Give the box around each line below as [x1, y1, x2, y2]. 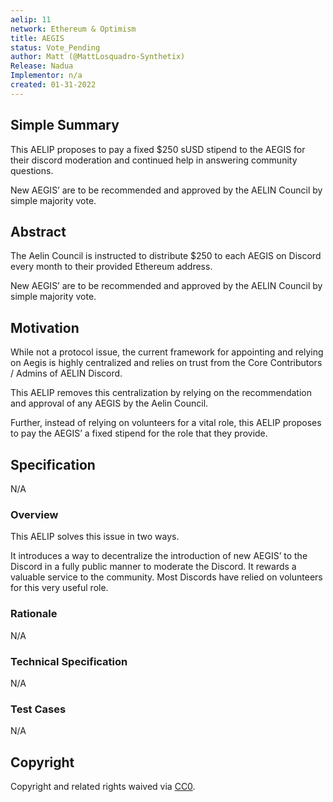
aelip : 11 [10, 14, 52, 25]
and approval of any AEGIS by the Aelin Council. [10, 397, 209, 410]
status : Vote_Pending [10, 42, 101, 53]
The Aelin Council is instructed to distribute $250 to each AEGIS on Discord [10, 250, 322, 262]
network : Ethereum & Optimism [10, 24, 137, 34]
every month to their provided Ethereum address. [10, 261, 213, 273]
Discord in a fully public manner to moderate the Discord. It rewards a [10, 561, 297, 573]
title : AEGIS [10, 33, 65, 43]
